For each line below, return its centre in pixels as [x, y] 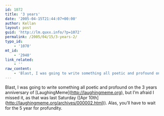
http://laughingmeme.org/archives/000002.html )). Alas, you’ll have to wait [81, 103]
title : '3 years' [23, 14]
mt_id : [12, 50]
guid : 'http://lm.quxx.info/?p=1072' [43, 32]
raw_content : [18, 69]
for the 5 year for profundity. [34, 108]
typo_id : [14, 42]
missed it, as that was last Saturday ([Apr [46, 97]
